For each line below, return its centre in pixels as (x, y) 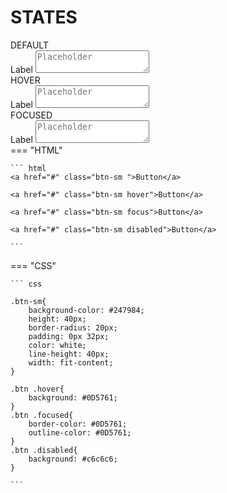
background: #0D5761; (73, 397)
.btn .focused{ (42, 415)
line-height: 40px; (69, 354)
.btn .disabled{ (44, 450)
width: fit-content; (71, 362)
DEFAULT (29, 45)
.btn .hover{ (37, 389)
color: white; (57, 345)
